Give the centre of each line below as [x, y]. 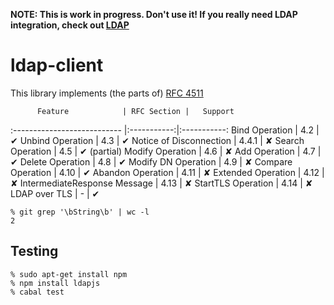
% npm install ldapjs [55, 283]
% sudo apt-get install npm [69, 274]
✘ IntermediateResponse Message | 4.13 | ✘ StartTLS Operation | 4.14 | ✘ [161, 183]
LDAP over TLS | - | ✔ [55, 193]
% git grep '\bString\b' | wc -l [80, 212]
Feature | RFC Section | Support [135, 111]
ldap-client [57, 65]
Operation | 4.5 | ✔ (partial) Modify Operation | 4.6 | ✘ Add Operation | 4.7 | [166, 151]
